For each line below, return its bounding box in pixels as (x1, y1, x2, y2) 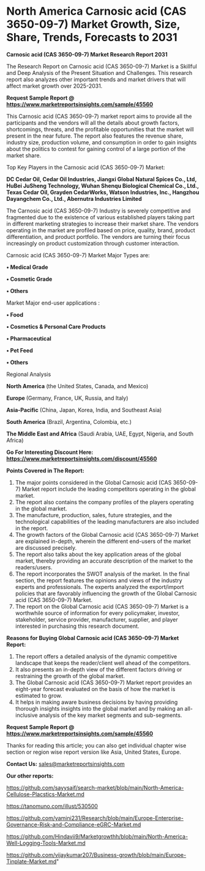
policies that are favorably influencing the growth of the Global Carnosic (15, 590, 197, 597)
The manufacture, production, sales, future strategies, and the (15, 511, 173, 518)
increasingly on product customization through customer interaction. (6, 240, 179, 247)
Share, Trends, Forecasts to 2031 (6, 31, 177, 44)
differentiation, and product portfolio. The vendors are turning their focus (6, 233, 190, 240)
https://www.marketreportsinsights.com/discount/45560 (6, 455, 157, 462)
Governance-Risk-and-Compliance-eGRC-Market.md (6, 821, 141, 828)
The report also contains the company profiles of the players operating (15, 498, 194, 506)
